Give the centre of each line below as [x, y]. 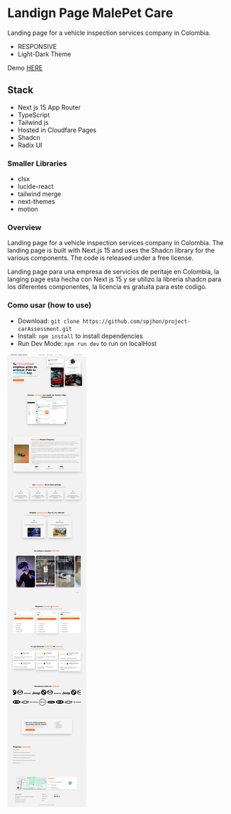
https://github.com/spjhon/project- [137, 321]
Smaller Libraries [37, 163]
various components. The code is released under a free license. [101, 258]
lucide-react [35, 187]
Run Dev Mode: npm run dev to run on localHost [87, 343]
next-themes [36, 202]
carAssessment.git [45, 329]
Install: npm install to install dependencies [80, 336]
